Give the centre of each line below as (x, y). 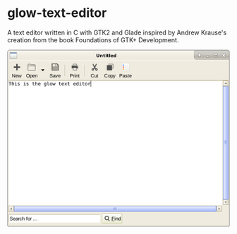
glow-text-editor (57, 13)
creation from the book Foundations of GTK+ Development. (93, 39)
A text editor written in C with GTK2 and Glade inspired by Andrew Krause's (117, 32)
